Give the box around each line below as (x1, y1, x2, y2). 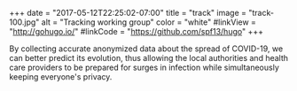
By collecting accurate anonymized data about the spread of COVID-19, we (9, 43, 284, 54)
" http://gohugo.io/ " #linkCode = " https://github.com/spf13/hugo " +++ (9, 27, 264, 36)
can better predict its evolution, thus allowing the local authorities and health (9, 53, 289, 63)
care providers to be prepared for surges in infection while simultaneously (9, 62, 279, 72)
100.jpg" (9, 17, 40, 27)
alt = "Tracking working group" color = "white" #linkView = (41, 17, 257, 27)
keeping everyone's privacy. (9, 72, 113, 82)
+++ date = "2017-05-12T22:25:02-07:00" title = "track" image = (9, 8, 246, 18)
